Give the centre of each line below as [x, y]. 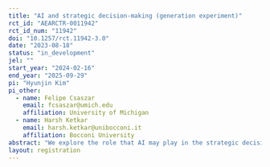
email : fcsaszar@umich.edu [68, 105]
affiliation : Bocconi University [79, 135]
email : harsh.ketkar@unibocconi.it [82, 128]
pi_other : [25, 90]
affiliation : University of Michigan [86, 113]
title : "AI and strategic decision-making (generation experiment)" [125, 16]
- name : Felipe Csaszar [55, 98]
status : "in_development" [51, 53]
